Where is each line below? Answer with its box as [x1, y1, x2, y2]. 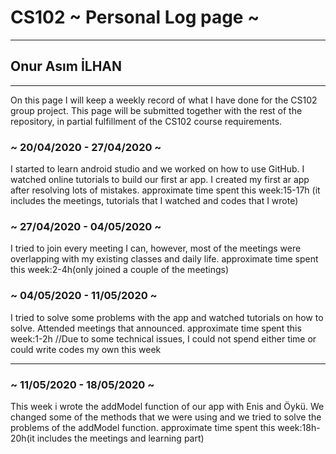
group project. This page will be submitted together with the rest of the [10, 104, 303, 116]
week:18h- [277, 421, 321, 433]
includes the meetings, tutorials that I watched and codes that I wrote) [10, 195, 299, 207]
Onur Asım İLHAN [10, 58, 123, 75]
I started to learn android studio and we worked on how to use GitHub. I [10, 163, 305, 175]
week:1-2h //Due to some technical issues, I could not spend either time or [10, 332, 317, 345]
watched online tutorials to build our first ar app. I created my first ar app [10, 174, 310, 186]
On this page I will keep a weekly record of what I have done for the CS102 [10, 94, 318, 106]
